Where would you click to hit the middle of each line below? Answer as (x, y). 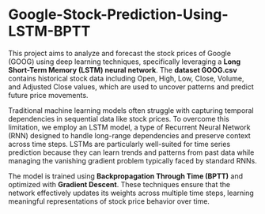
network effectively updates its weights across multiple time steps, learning (131, 193)
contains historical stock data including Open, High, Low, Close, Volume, (126, 78)
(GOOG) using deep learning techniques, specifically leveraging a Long (125, 62)
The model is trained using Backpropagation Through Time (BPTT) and (126, 176)
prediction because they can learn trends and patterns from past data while (131, 152)
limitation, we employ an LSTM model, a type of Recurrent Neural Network (129, 127)
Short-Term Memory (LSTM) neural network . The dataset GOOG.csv (123, 69)
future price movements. (48, 95)
